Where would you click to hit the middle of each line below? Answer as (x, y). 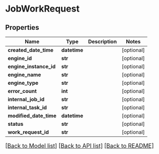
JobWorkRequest (42, 9)
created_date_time (31, 50)
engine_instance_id (32, 66)
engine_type (23, 83)
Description (102, 42)
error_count (22, 91)
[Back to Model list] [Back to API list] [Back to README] (79, 146)
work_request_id (28, 132)
